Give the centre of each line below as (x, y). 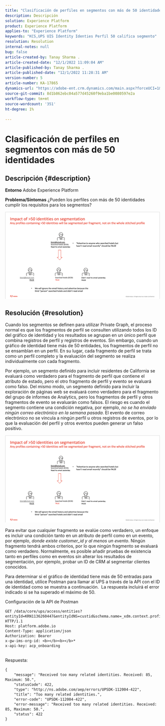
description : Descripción (31, 16)
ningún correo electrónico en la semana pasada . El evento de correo (75, 412)
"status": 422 (28, 714)
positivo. (14, 428)
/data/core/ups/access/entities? (48, 611)
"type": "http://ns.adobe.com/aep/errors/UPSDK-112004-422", (78, 690)
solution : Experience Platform (37, 21)
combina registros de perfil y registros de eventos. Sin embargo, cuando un (82, 340)
